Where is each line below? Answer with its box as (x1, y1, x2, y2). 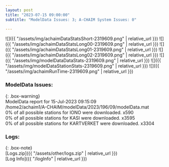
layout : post (5, 7, 33, 13)
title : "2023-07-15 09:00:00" (5, 12, 70, 17)
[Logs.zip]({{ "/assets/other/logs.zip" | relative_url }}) (5, 150, 118, 156)
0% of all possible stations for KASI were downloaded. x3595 (5, 115, 135, 121)
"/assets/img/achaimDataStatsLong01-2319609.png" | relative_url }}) (12, 47, 158, 53)
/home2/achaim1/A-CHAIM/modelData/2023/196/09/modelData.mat (5, 104, 149, 110)
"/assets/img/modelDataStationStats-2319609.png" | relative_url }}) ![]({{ (5, 63, 160, 69)
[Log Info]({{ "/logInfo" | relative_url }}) (5, 155, 87, 162)
